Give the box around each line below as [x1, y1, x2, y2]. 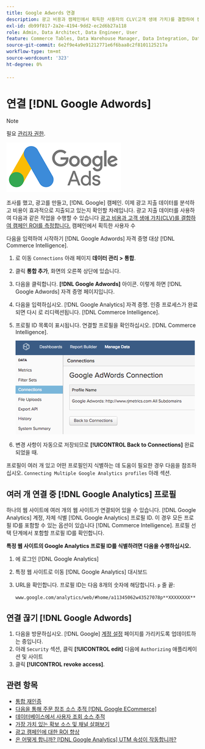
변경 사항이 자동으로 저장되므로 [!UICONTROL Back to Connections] [15, 441, 183, 448]
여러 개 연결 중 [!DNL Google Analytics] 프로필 [6, 489, 177, 499]
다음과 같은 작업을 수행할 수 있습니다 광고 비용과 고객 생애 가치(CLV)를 [12, 214, 180, 222]
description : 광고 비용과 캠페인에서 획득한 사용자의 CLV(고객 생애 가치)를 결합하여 [6, 16, 195, 23]
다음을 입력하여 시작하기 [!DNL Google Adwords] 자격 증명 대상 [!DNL [6, 235, 175, 243]
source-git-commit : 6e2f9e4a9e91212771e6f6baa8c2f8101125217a [6, 42, 168, 48]
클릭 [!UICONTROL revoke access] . [15, 660, 105, 668]
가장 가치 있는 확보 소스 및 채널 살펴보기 [15, 720, 110, 728]
